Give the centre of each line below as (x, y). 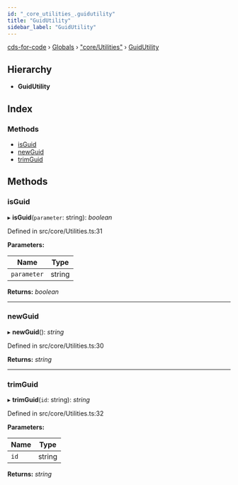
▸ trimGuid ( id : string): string (49, 400)
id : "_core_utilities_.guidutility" (61, 14)
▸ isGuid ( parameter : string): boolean (60, 217)
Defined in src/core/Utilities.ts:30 (56, 346)
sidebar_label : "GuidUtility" (52, 27)
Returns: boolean (33, 292)
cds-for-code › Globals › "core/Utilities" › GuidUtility (83, 47)
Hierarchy (30, 69)
